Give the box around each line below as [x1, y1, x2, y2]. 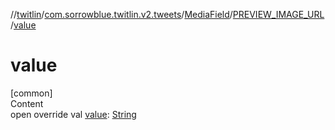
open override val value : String [10, 108, 137, 120]
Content [10, 97, 44, 109]
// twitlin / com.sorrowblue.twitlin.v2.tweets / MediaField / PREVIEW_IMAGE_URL [10, 9, 325, 20]
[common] [10, 87, 53, 99]
